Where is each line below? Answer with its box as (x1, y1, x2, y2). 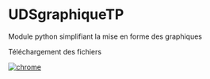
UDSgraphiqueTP (8, 6, 124, 24)
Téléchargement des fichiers (8, 47, 101, 56)
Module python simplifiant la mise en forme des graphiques (8, 32, 202, 41)
